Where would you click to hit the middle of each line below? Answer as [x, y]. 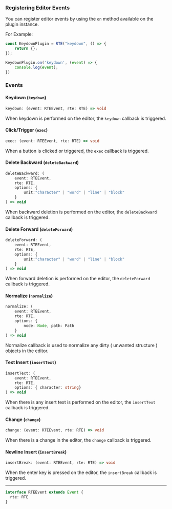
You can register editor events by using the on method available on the [79, 19]
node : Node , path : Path [49, 325]
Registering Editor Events [38, 8]
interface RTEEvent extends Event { [44, 493]
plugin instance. [22, 24]
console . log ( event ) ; [36, 67]
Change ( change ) [23, 419]
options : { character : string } [48, 388]
